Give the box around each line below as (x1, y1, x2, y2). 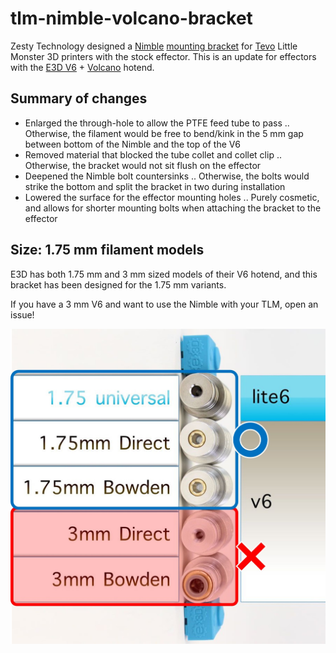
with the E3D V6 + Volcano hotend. (10, 61, 155, 73)
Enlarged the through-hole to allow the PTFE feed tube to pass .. (24, 117, 290, 129)
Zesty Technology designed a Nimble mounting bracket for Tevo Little (10, 40, 298, 52)
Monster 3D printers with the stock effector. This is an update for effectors (10, 50, 317, 62)
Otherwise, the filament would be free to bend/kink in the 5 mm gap (24, 127, 304, 139)
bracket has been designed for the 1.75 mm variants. (10, 278, 227, 291)
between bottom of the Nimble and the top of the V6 (24, 138, 241, 150)
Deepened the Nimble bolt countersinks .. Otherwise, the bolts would (24, 170, 310, 182)
